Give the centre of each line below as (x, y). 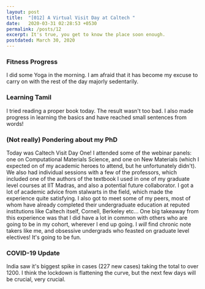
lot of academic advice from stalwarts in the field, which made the (90, 192)
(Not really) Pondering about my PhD (62, 139)
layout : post (23, 12)
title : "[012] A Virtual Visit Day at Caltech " (71, 18)
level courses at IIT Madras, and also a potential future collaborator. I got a (100, 185)
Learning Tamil (29, 97)
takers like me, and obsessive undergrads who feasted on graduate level (98, 230)
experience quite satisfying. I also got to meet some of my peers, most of (99, 198)
